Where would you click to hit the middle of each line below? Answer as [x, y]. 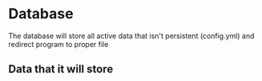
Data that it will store [61, 69]
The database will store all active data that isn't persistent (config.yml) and [131, 36]
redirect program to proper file [58, 44]
